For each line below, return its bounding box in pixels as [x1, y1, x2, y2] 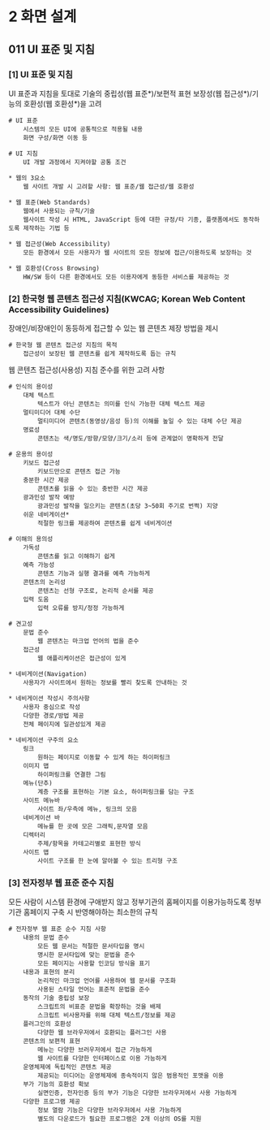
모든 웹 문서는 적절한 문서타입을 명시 [37, 942, 145, 950]
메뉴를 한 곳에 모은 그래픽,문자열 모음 [37, 822, 148, 831]
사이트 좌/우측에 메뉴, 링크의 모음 [37, 805, 138, 813]
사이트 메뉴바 [23, 797, 61, 805]
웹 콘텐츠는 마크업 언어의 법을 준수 [37, 637, 139, 646]
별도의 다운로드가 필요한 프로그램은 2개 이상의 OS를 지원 [37, 1115, 202, 1124]
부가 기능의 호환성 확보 [23, 1080, 90, 1089]
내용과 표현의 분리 [23, 968, 75, 976]
